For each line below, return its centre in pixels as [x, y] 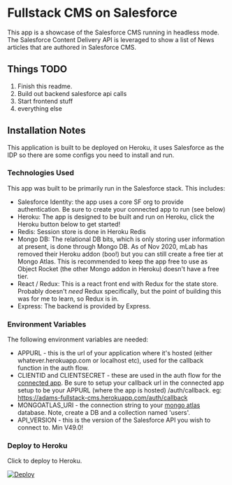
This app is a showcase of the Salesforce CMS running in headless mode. [113, 32]
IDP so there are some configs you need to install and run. [91, 155]
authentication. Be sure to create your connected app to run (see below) [121, 209]
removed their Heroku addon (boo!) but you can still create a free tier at [120, 254]
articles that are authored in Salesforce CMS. [72, 47]
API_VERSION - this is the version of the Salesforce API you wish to [114, 420]
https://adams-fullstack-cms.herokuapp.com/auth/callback [102, 398]
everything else [40, 108]
